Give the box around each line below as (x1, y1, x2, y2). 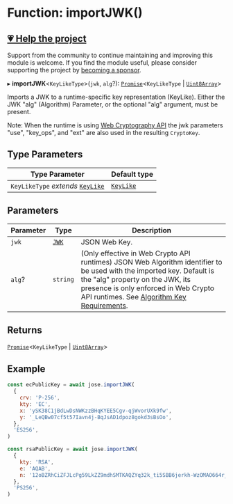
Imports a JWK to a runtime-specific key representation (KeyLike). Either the (7, 93, 225, 101)
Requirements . (80, 301, 128, 310)
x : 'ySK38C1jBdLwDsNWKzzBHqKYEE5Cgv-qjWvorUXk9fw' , (19, 407, 172, 414)
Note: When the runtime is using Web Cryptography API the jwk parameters (7, 121, 223, 129)
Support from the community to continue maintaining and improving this (7, 51, 214, 59)
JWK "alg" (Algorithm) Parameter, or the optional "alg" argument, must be (7, 100, 218, 109)
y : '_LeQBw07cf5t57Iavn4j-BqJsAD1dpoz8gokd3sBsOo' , (19, 414, 172, 420)
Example (7, 363, 46, 375)
